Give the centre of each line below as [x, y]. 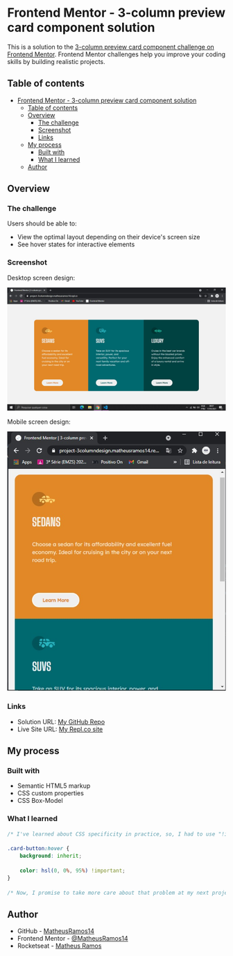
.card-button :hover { [38, 849]
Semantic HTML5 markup [54, 786]
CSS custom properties [51, 793]
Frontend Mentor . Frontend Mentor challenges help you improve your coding [116, 54]
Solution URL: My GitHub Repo [61, 722]
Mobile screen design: [39, 422]
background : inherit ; [51, 856]
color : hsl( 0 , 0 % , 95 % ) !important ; [73, 871]
